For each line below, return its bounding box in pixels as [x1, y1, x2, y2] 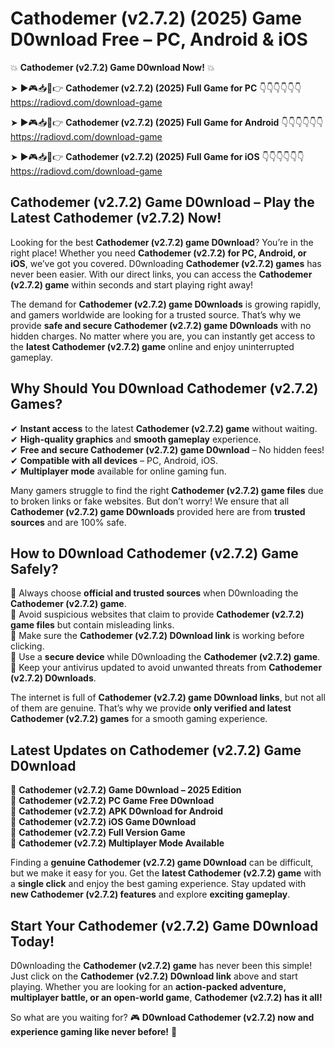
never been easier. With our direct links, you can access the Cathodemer [10, 268, 313, 280]
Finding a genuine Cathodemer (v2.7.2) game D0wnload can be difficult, [10, 857, 314, 869]
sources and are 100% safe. [10, 516, 127, 528]
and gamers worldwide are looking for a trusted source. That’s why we [10, 308, 302, 321]
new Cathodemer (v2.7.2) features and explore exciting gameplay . [10, 888, 291, 901]
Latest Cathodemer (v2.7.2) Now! [10, 210, 222, 227]
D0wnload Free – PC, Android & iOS [10, 28, 308, 51]
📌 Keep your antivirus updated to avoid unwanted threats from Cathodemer [10, 662, 323, 674]
